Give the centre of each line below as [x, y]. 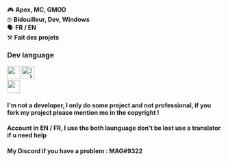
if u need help [27, 135]
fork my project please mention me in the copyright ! [83, 112]
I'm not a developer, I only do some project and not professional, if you [109, 105]
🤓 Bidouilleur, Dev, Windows [49, 19]
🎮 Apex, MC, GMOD [37, 10]
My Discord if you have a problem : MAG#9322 [75, 151]
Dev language [31, 55]
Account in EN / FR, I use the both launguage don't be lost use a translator [114, 128]
